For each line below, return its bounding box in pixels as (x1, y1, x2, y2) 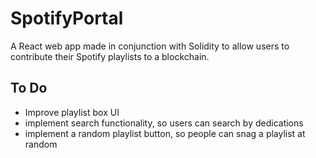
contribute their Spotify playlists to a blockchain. (10, 50, 210, 62)
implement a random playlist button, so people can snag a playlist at (24, 127, 306, 139)
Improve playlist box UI (24, 106, 120, 118)
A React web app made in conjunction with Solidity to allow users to (10, 40, 290, 52)
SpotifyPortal (10, 7, 124, 30)
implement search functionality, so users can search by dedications (24, 117, 304, 129)
